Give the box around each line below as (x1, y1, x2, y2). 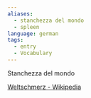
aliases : (7, 10, 33, 18)
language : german (7, 30, 59, 37)
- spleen (14, 23, 40, 30)
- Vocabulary (14, 50, 53, 57)
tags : (7, 37, 23, 44)
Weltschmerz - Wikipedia (7, 82, 82, 91)
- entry (14, 43, 37, 50)
